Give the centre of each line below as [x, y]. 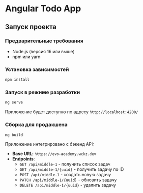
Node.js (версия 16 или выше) [43, 51]
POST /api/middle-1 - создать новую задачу [65, 175]
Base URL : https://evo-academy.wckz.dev [54, 154]
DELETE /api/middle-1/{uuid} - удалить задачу [68, 185]
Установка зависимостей [37, 69]
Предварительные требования [44, 41]
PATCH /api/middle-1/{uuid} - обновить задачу [68, 180]
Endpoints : [24, 159]
